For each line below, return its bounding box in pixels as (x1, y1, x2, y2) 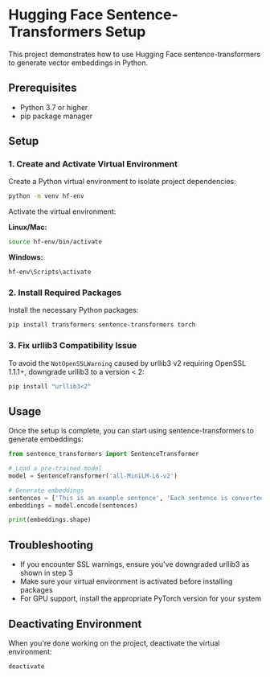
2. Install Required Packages (8, 287, 122, 298)
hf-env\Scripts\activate (8, 268, 92, 277)
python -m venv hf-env (8, 192, 84, 200)
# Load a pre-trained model (8, 465, 103, 473)
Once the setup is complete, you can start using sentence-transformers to (8, 426, 255, 436)
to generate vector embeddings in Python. (8, 58, 149, 68)
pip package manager (19, 111, 93, 121)
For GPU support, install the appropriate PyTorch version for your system (19, 593, 262, 604)
